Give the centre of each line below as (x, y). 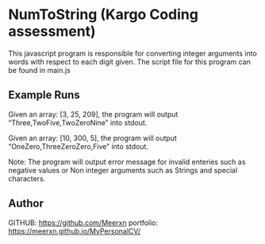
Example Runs (44, 95)
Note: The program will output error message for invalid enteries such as (127, 162)
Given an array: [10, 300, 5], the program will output (92, 138)
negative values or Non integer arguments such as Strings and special (123, 170)
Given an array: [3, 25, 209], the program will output (93, 114)
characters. (27, 178)
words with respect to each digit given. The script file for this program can (130, 62)
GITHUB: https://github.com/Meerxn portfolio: (83, 223)
